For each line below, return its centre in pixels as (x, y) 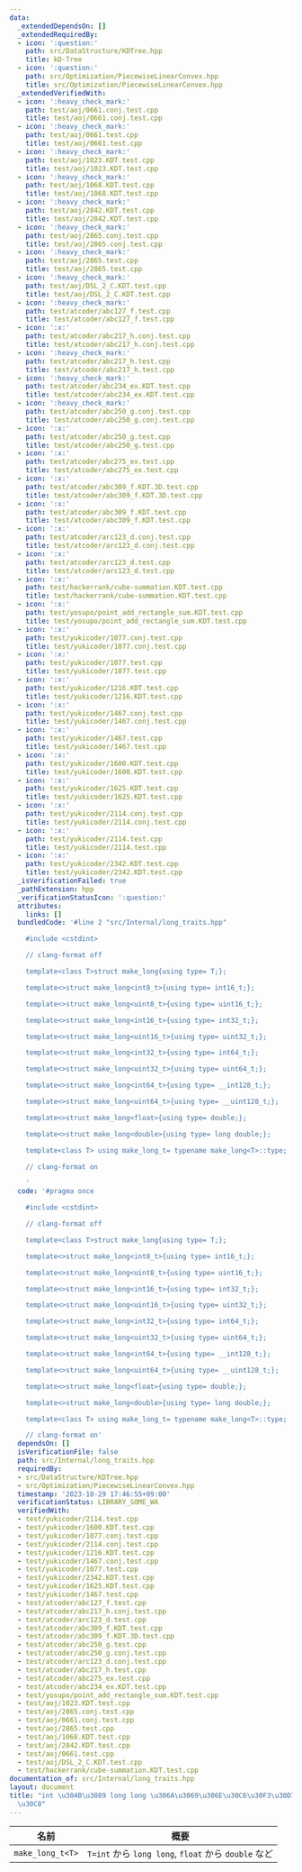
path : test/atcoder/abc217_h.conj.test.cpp (108, 336)
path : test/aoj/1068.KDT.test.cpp (90, 186)
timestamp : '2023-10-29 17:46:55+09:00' (94, 1494)
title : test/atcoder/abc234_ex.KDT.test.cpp (110, 395)
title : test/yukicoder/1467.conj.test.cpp (106, 722)
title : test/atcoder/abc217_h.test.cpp (100, 370)
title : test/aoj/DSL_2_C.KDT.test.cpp (98, 294)
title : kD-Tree (54, 59)
